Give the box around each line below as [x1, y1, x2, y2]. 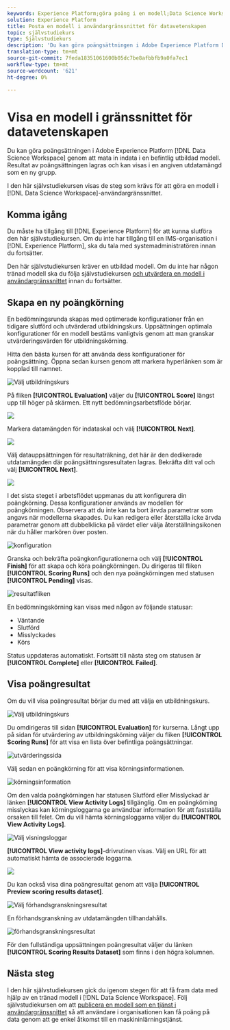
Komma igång [7, 208, 68, 220]
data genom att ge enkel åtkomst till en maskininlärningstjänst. [7, 1015, 183, 1023]
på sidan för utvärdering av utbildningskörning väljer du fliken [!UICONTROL [7, 730, 222, 739]
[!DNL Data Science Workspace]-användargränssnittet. [7, 189, 163, 197]
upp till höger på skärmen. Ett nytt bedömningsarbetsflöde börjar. [7, 398, 192, 407]
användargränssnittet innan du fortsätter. [7, 277, 123, 285]
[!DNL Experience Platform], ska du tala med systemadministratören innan [7, 241, 216, 250]
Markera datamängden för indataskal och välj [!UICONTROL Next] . [7, 424, 196, 433]
